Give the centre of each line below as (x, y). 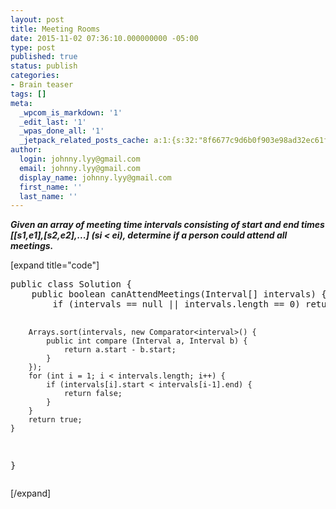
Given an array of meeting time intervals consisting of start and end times (167, 225)
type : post (33, 47)
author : (26, 150)
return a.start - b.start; (120, 350)
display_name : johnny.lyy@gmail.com (95, 177)
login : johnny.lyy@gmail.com (80, 159)
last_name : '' (48, 196)
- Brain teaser (42, 85)
